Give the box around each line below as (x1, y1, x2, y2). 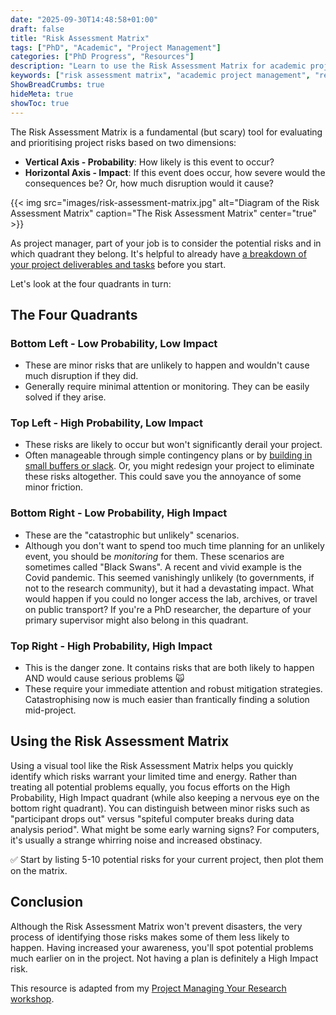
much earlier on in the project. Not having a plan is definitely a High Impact (10, 952, 319, 964)
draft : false (10, 24, 65, 34)
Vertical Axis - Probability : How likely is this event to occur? (24, 156, 275, 168)
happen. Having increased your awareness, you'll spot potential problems (10, 941, 314, 953)
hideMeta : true (10, 89, 74, 99)
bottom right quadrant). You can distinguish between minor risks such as (10, 802, 310, 814)
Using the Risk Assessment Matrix (10, 733, 230, 750)
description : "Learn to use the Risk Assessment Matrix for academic (10, 61, 307, 71)
